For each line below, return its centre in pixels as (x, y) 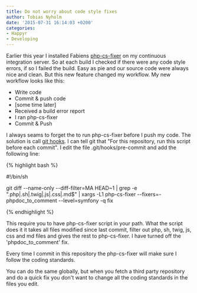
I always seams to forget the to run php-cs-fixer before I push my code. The (98, 135)
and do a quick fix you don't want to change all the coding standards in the (97, 277)
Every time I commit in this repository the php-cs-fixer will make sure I (91, 254)
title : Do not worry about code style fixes (62, 11)
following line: (23, 154)
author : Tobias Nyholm (34, 17)
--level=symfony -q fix (86, 200)
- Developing (22, 39)
